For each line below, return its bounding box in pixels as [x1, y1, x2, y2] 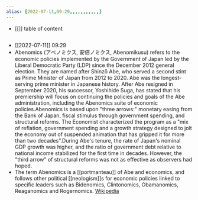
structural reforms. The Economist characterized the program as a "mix [14, 118, 189, 125]
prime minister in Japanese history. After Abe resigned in [34, 80, 173, 88]
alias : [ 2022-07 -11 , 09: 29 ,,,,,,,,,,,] [6, 8, 102, 15]
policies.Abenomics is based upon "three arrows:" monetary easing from [14, 105, 193, 112]
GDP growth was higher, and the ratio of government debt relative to [14, 143, 181, 150]
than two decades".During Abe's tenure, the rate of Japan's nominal [14, 137, 181, 144]
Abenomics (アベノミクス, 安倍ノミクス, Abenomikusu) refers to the [14, 49, 180, 56]
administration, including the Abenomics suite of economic [14, 99, 158, 107]
